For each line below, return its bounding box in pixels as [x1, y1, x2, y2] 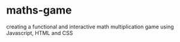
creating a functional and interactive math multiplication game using [6, 23, 174, 30]
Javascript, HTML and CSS [6, 29, 73, 36]
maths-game [6, 4, 72, 17]
